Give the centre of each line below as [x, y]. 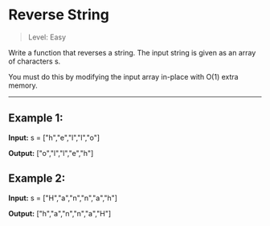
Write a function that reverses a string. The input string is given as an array [132, 52]
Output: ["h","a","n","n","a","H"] [60, 213]
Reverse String [59, 15]
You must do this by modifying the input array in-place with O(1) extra [123, 76]
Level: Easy [47, 37]
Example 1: [36, 118]
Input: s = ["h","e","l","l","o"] [54, 138]
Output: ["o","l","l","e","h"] [51, 153]
